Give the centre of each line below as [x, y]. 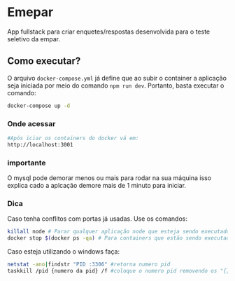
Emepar [30, 12]
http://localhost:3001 [40, 144]
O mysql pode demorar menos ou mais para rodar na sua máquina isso [109, 178]
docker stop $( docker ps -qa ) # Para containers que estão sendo [104, 238]
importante [27, 163]
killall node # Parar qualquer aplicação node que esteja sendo [103, 232]
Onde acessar [31, 123]
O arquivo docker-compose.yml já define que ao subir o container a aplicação [117, 78]
